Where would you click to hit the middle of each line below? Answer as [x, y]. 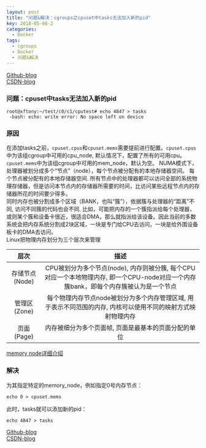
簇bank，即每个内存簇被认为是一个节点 [120, 286]
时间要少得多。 [52, 194]
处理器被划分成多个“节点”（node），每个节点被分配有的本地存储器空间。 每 [101, 171]
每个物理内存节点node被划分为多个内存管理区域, [116, 298]
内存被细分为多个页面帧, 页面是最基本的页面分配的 [117, 328]
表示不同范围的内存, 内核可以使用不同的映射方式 [120, 307]
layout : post [23, 12]
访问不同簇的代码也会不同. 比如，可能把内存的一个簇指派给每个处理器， [105, 209]
